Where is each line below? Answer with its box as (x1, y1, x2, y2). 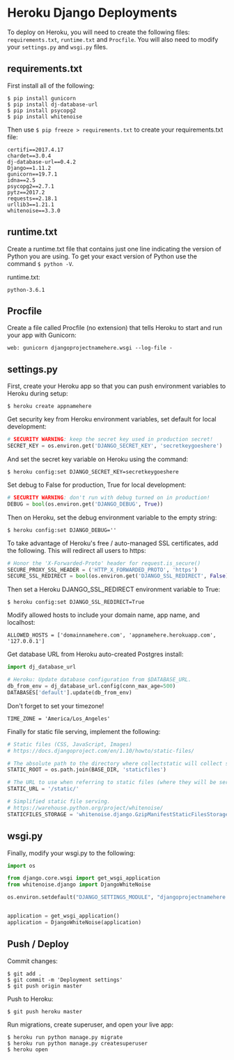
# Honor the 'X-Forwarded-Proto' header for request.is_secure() (7, 559, 201, 567)
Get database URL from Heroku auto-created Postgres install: (7, 650, 184, 659)
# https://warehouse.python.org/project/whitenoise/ (7, 804, 164, 811)
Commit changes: (7, 956, 58, 965)
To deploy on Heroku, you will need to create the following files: (7, 28, 190, 36)
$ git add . (7, 970, 42, 977)
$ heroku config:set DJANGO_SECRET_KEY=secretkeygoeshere (7, 468, 179, 475)
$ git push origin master (7, 982, 82, 990)
